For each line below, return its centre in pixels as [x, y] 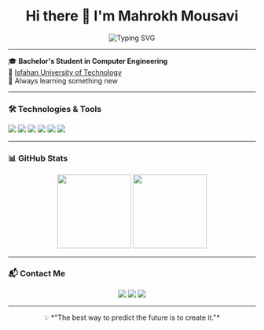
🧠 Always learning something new [63, 80]
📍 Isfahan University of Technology [65, 72]
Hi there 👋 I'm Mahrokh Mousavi [132, 16]
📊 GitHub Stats [38, 158]
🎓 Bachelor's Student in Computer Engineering [88, 61]
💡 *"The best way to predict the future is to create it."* [132, 317]
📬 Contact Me [37, 273]
